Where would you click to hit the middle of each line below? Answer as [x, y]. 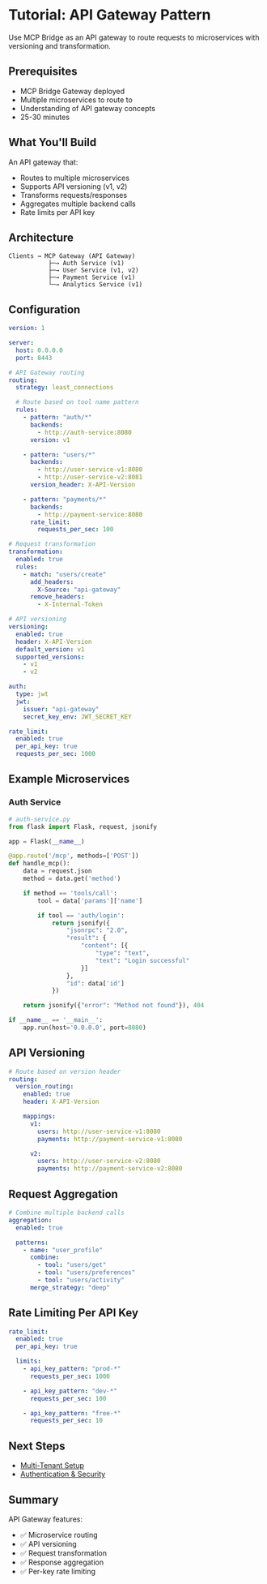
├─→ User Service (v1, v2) [93, 270]
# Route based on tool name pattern [77, 402]
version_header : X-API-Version [83, 485]
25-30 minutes [45, 117]
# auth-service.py [39, 819]
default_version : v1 [50, 649]
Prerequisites [43, 72]
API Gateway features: [46, 1519]
